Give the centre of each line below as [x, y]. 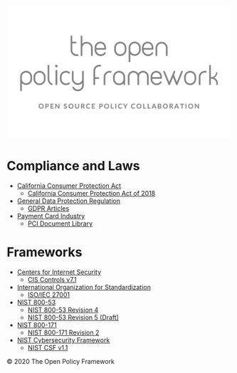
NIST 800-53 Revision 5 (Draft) [73, 317]
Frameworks [44, 252]
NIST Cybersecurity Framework [63, 340]
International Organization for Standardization [84, 287]
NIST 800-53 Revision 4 [63, 310]
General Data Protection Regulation [68, 201]
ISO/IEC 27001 [49, 295]
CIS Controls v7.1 [52, 279]
